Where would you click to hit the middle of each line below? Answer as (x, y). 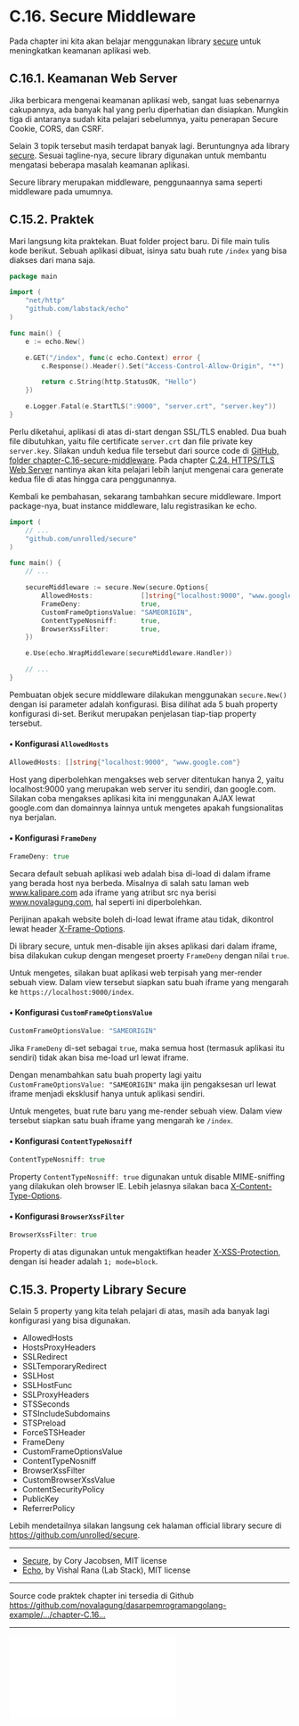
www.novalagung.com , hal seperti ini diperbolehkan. (106, 902)
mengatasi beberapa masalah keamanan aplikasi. (99, 164)
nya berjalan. (33, 818)
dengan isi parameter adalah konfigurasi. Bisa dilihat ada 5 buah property (144, 704)
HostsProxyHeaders (59, 1347)
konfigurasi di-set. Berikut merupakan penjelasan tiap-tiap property (133, 713)
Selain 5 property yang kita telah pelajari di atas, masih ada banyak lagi (139, 1311)
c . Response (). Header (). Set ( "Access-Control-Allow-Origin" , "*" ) (163, 366)
